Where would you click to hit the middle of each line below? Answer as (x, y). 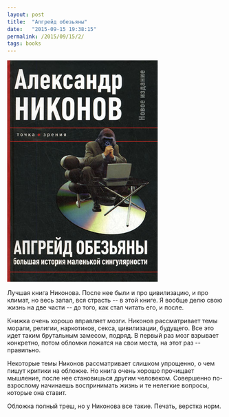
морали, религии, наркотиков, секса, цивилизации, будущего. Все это (111, 328)
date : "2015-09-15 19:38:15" (52, 29)
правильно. (24, 350)
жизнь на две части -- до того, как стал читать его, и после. (96, 307)
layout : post (26, 14)
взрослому (23, 385)
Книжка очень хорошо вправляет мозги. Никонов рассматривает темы (112, 321)
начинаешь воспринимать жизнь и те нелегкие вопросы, (125, 385)
